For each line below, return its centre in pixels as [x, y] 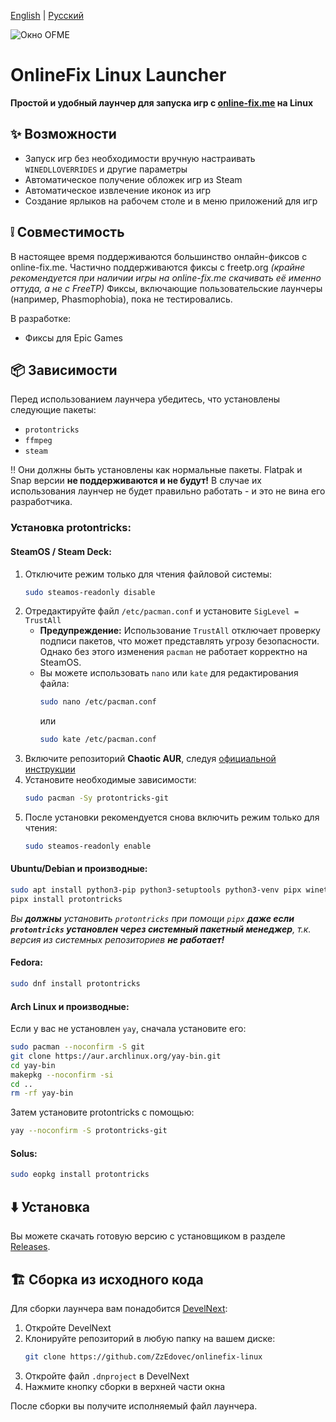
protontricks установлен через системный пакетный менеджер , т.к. [161, 929]
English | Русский [47, 15]
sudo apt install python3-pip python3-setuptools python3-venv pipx [156, 890]
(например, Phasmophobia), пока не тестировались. [121, 299]
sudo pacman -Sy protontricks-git [96, 798]
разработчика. [41, 502]
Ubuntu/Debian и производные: [79, 869]
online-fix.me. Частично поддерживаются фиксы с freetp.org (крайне [158, 267]
